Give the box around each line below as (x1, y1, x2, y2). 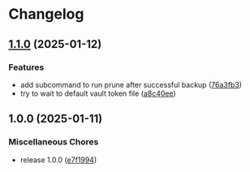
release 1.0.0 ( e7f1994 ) (19, 155, 97, 165)
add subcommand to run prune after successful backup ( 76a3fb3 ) (19, 80, 242, 89)
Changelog (8, 5, 84, 24)
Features (8, 62, 45, 73)
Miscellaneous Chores (8, 136, 99, 148)
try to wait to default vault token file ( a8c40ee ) (19, 88, 176, 98)
